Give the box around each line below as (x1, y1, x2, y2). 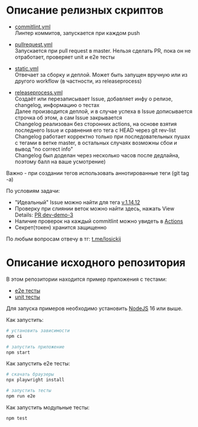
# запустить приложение (6, 344, 65, 350)
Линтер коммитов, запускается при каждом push (14, 29, 140, 36)
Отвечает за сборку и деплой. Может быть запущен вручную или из (14, 71, 188, 78)
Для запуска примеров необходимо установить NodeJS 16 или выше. (6, 305, 183, 312)
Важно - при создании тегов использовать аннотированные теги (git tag (6, 169, 189, 176)
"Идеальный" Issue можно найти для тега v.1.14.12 (14, 199, 141, 206)
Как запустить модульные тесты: (6, 403, 90, 411)
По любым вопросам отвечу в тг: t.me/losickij (6, 235, 121, 242)
